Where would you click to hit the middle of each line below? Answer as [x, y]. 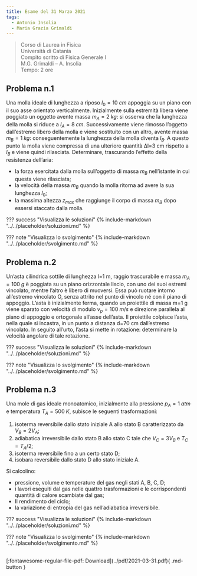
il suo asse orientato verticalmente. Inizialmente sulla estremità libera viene [97, 110]
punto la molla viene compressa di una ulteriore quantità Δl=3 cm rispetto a [97, 146]
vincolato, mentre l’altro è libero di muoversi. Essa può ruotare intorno [91, 290]
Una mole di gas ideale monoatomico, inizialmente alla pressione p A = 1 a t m [98, 405]
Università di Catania [46, 51]
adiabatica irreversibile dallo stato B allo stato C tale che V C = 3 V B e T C [101, 439]
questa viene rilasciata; [43, 179]
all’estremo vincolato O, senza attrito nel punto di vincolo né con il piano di [96, 296]
